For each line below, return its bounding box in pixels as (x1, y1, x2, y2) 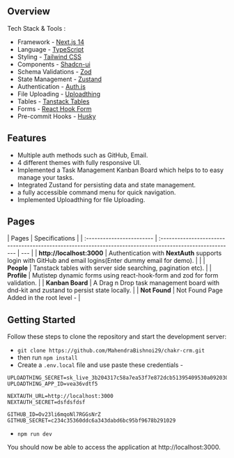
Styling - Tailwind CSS (17, 52, 82, 61)
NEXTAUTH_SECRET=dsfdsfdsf (7, 399, 86, 406)
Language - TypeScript (17, 45, 84, 53)
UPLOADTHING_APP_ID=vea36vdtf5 (7, 380, 98, 387)
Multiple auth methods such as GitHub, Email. (17, 150, 148, 159)
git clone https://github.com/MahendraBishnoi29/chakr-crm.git (17, 348, 205, 355)
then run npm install (17, 353, 78, 362)
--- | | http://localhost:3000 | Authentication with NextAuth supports (20, 249, 222, 257)
